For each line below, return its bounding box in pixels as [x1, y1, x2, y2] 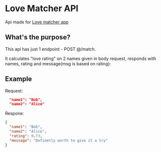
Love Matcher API [5, 3, 79, 14]
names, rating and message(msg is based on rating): [5, 60, 111, 66]
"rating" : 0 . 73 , [9, 133, 42, 138]
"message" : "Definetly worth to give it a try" [9, 138, 108, 143]
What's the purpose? [5, 33, 71, 41]
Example [5, 75, 32, 83]
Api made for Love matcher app [5, 19, 69, 25]
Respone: [5, 111, 24, 116]
